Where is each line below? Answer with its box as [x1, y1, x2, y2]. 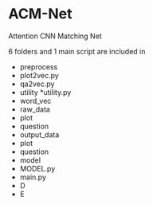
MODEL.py [19, 164, 56, 173]
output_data [19, 129, 60, 140]
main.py [19, 172, 46, 182]
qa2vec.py [19, 79, 55, 89]
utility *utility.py [19, 87, 72, 97]
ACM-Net [8, 5, 73, 23]
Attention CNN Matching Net [8, 31, 102, 41]
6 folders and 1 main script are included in [8, 46, 146, 56]
